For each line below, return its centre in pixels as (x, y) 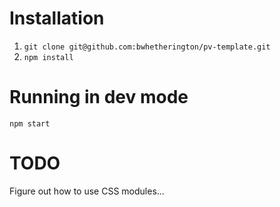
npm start (30, 123)
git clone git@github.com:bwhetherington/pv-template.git (147, 47)
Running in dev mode (99, 97)
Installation (57, 18)
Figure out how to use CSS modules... (87, 191)
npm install (48, 57)
